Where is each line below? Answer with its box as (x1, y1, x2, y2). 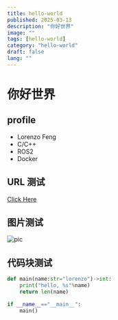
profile (7, 114, 36, 126)
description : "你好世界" (7, 23, 74, 30)
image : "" (7, 29, 36, 36)
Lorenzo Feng (16, 132, 57, 141)
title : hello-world (7, 10, 63, 17)
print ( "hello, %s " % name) (19, 282, 91, 289)
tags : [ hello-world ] (7, 36, 67, 43)
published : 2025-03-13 (7, 17, 72, 23)
